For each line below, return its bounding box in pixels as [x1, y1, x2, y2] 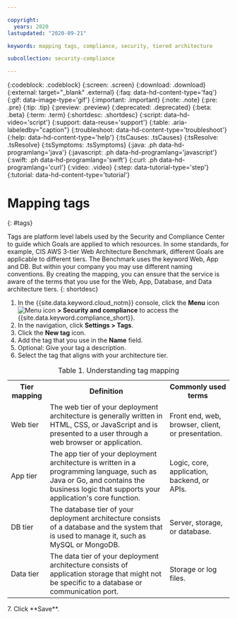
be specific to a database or [49, 578, 142, 588]
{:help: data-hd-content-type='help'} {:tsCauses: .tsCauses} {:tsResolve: [7, 133, 219, 142]
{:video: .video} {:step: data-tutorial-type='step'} [67, 163, 209, 172]
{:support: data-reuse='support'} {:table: [51, 118, 171, 127]
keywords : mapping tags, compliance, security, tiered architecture [7, 42, 213, 49]
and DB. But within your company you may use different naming [7, 263, 193, 271]
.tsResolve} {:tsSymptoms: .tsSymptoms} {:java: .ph [7, 140, 157, 149]
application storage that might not [49, 569, 162, 579]
